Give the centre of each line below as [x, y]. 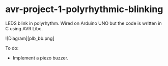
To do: [12, 48]
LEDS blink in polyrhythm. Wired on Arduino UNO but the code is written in [83, 23]
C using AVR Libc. [24, 28]
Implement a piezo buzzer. [40, 58]
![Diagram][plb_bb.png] [30, 38]
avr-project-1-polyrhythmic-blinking [84, 9]
